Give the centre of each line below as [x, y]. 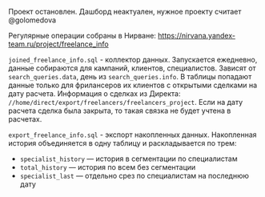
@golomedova [32, 20]
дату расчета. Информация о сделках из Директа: [94, 94]
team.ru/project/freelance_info [59, 44]
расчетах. [25, 119]
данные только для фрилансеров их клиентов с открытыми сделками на [133, 85]
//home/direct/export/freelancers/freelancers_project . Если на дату [126, 102]
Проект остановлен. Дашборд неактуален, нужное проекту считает [125, 12]
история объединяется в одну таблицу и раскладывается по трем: [122, 143]
